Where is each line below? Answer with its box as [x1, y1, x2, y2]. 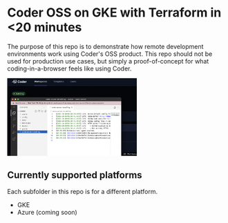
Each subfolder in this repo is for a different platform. [7, 188, 158, 196]
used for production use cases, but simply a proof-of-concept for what [7, 57, 209, 65]
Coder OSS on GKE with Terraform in [7, 5, 222, 21]
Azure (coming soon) [17, 209, 77, 217]
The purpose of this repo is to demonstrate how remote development [7, 42, 204, 50]
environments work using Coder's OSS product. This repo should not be [7, 50, 213, 58]
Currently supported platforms [7, 169, 143, 181]
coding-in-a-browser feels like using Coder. [7, 64, 132, 72]
